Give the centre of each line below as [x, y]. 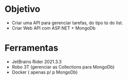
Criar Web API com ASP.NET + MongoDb [54, 28]
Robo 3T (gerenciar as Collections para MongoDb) [63, 67]
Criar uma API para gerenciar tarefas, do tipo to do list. [67, 23]
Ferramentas [32, 48]
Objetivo [22, 9]
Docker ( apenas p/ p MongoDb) [45, 72]
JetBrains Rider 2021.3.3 [37, 61]
